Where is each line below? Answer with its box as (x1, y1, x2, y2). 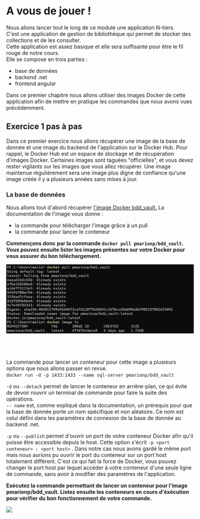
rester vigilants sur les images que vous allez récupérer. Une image (6, 162, 171, 170)
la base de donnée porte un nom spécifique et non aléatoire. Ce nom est (6, 408, 184, 415)
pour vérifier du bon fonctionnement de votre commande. (6, 495, 152, 502)
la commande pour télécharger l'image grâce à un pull (14, 222, 148, 229)
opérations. (6, 395, 35, 403)
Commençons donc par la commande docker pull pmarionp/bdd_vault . (6, 240, 183, 247)
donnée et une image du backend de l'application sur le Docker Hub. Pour (6, 143, 188, 151)
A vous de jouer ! (6, 4, 92, 18)
